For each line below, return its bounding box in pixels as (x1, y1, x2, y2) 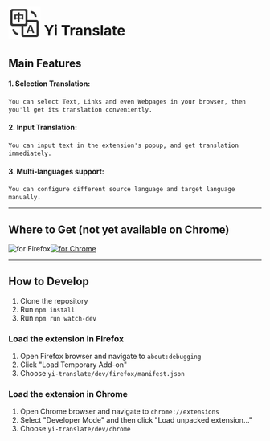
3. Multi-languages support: (8, 166, 104, 176)
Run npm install (19, 304, 76, 314)
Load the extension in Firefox (8, 333, 125, 344)
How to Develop (8, 275, 90, 288)
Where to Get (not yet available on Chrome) (8, 223, 230, 236)
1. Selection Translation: (8, 79, 91, 88)
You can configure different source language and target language (8, 186, 235, 194)
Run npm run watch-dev (19, 312, 96, 323)
